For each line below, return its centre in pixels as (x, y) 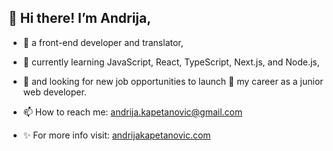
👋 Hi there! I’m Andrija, (80, 18)
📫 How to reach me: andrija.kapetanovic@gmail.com (132, 112)
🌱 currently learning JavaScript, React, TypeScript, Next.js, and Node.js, (171, 62)
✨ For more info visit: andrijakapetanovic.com (116, 135)
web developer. (54, 92)
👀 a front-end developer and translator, (103, 42)
